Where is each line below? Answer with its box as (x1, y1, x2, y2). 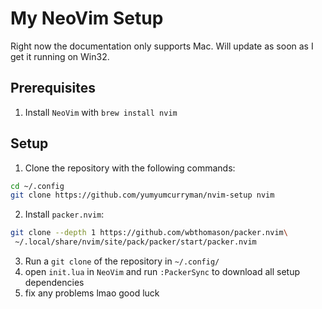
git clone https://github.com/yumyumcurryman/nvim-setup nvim (10, 190, 275, 201)
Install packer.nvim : (24, 208, 105, 221)
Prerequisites (10, 80, 96, 97)
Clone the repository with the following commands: (24, 162, 236, 174)
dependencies (24, 277, 85, 289)
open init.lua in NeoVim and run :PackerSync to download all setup (24, 266, 301, 278)
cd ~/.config (10, 181, 65, 191)
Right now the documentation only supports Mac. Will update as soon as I (10, 40, 314, 52)
